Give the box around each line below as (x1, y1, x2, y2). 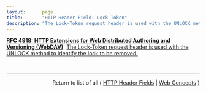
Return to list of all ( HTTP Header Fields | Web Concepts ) (52, 79, 200, 87)
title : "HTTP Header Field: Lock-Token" (6, 15, 128, 21)
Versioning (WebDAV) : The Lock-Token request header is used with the (6, 43, 189, 51)
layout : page (6, 9, 53, 15)
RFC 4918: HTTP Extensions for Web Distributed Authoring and (6, 37, 170, 44)
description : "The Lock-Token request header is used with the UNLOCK (6, 20, 191, 26)
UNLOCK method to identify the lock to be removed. (6, 50, 138, 57)
